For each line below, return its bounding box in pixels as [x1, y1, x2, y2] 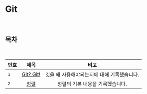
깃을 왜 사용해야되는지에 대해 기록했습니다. [45, 71, 140, 78]
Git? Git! [21, 71, 41, 78]
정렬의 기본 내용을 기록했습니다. [57, 80, 127, 87]
